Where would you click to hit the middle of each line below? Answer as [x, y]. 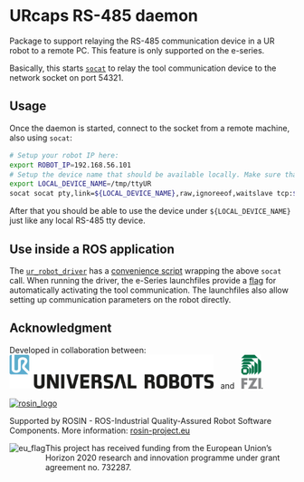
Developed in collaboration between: [78, 350]
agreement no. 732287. [88, 467]
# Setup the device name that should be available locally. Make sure [145, 174]
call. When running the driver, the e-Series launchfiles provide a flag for [143, 280]
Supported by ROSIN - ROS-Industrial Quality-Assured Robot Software [141, 420]
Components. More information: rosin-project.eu [100, 430]
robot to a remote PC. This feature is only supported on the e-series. [137, 50]
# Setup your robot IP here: [64, 155]
